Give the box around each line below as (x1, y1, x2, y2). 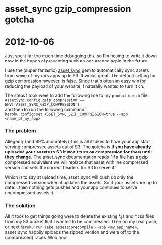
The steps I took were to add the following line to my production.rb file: (5, 92, 149, 99)
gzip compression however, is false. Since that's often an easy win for (5, 78, 146, 84)
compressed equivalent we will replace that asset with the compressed (5, 159, 148, 165)
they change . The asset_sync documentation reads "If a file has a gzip (5, 154, 148, 160)
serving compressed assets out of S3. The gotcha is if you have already (5, 144, 151, 150)
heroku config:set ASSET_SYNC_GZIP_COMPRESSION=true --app (5, 112, 128, 117)
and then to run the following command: (5, 107, 86, 113)
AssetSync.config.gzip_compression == (5, 98, 84, 103)
